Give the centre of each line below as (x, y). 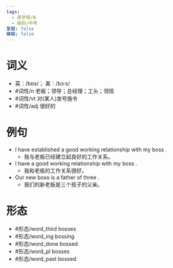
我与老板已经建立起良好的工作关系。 (69, 157)
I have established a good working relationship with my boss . (91, 150)
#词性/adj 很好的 (35, 106)
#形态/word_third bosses (45, 228)
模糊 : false (20, 34)
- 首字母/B (24, 17)
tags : (13, 12)
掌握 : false (20, 29)
